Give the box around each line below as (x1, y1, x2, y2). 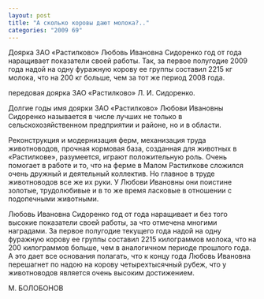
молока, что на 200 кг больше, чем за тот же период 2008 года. (8, 73, 225, 83)
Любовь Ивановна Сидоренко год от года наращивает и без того (8, 210, 229, 219)
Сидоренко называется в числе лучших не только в (8, 112, 183, 121)
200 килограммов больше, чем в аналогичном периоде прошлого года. (8, 243, 251, 252)
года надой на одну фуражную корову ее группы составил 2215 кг (8, 65, 232, 74)
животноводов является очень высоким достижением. (8, 268, 195, 278)
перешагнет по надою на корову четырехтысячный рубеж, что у (8, 260, 227, 269)
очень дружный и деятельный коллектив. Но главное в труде (8, 169, 215, 178)
